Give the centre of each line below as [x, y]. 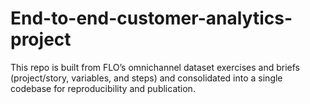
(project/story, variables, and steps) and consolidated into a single [146, 78]
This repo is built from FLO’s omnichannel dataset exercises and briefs [155, 67]
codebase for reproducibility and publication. [103, 88]
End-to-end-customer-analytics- [151, 18]
